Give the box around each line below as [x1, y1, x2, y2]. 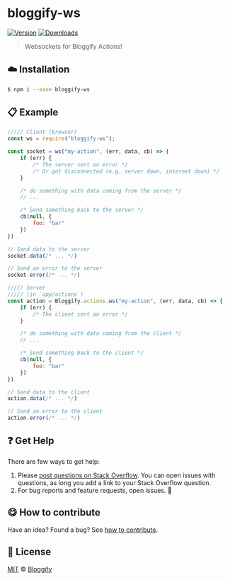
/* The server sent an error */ [33, 161, 129, 168]
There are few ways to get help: [7, 457, 100, 465]
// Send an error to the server [7, 265, 103, 272]
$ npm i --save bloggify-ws [7, 86, 91, 93]
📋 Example [7, 106, 59, 118]
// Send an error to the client [7, 408, 103, 415]
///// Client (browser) [7, 129, 78, 136]
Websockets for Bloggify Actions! [24, 42, 122, 50]
